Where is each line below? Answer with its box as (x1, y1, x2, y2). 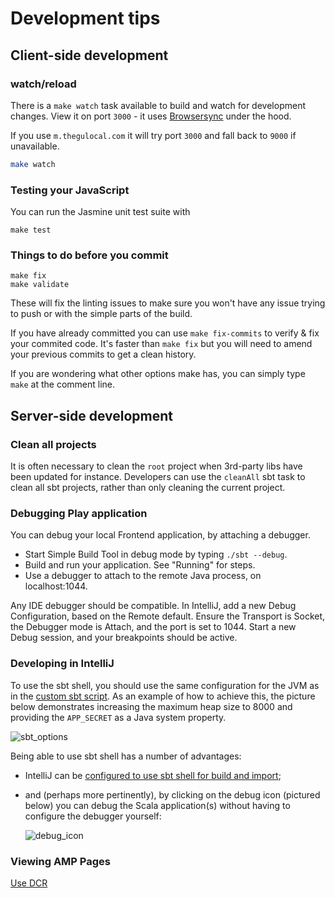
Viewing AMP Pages (10, 854, 111, 868)
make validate (10, 280, 70, 290)
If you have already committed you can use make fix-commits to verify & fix (10, 327, 320, 339)
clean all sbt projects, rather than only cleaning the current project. (10, 482, 286, 494)
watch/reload (10, 77, 77, 91)
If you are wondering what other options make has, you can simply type (10, 368, 306, 380)
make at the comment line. (10, 378, 116, 391)
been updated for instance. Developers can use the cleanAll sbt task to (10, 471, 306, 483)
